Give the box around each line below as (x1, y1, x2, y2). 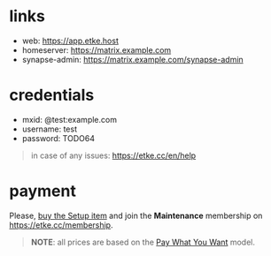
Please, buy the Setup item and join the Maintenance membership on (9, 210, 263, 221)
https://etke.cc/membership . (9, 219, 113, 230)
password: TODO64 (21, 132, 96, 143)
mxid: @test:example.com (21, 114, 118, 124)
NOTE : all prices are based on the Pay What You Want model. (30, 237, 255, 247)
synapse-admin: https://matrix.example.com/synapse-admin (21, 54, 244, 64)
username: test (21, 124, 78, 134)
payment (9, 181, 77, 201)
